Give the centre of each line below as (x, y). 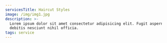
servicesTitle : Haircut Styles (38, 10)
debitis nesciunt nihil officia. (44, 28)
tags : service (20, 33)
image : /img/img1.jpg (28, 14)
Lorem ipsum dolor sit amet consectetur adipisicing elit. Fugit (79, 23)
